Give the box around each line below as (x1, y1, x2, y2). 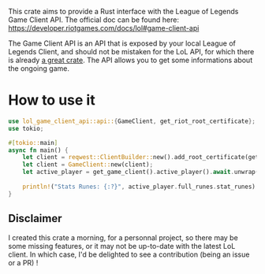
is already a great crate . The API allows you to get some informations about (8, 55, 253, 65)
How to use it (8, 91, 96, 109)
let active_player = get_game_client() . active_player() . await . (22, 168, 235, 176)
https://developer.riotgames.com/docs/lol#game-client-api (8, 24, 200, 32)
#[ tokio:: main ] (8, 139, 58, 146)
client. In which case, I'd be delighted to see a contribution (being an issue (8, 250, 250, 259)
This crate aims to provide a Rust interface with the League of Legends (8, 7, 239, 16)
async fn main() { (8, 146, 69, 154)
